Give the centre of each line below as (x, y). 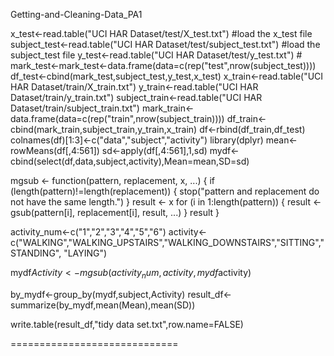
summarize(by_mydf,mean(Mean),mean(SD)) (103, 305)
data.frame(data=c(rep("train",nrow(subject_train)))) (117, 118)
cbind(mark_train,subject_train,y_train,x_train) (104, 129)
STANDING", (36, 253)
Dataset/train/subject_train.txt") (75, 108)
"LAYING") (85, 253)
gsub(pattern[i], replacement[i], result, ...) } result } (115, 212)
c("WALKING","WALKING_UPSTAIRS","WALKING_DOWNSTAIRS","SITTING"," (167, 242)
